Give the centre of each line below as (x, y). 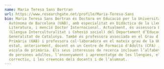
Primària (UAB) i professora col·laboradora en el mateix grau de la (81, 41)
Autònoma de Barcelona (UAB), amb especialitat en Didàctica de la (79, 23)
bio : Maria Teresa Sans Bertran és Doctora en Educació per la (70, 18)
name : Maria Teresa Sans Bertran (39, 9)
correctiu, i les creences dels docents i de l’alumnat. (68, 59)
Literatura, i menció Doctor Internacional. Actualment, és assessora (82, 28)
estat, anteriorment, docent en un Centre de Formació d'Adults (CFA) (82, 46)
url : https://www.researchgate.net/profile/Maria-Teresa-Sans (69, 14)
